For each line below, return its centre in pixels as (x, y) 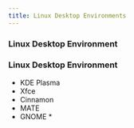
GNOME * (36, 116)
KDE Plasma (40, 82)
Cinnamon (37, 99)
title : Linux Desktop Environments (67, 16)
